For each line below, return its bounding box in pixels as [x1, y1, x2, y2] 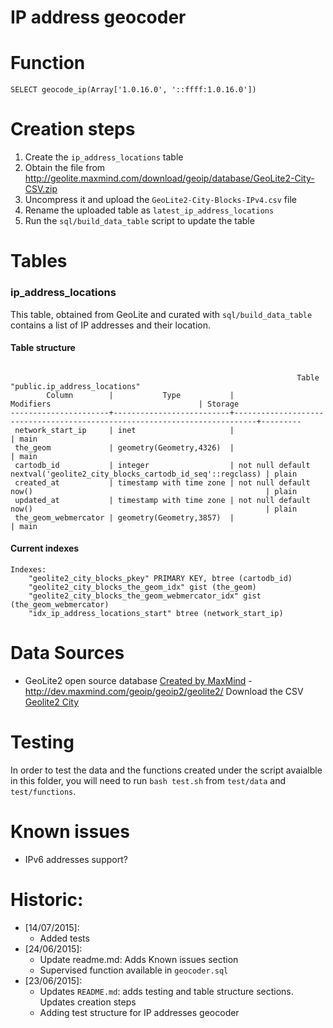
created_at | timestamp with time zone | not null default [14, 477, 311, 488]
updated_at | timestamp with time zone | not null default [14, 495, 311, 505]
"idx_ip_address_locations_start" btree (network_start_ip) [28, 608, 284, 618]
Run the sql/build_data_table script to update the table [24, 215, 255, 227]
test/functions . [10, 785, 77, 797]
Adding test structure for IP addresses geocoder [39, 1006, 240, 1018]
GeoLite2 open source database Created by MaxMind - [24, 674, 253, 686]
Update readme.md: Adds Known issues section [39, 953, 239, 965]
